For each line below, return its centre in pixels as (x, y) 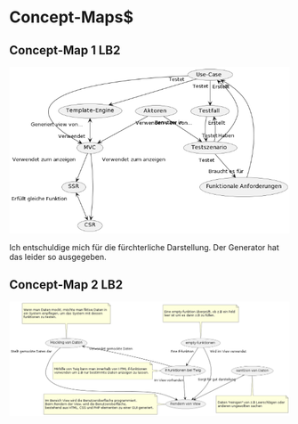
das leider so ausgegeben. (58, 257)
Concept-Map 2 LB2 (66, 285)
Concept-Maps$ (72, 17)
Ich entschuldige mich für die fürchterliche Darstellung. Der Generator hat (144, 248)
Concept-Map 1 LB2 (65, 50)
